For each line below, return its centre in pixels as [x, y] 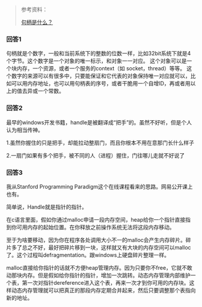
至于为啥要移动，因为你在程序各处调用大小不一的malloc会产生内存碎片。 [96, 240]
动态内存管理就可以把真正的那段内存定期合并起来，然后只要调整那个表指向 [103, 290]
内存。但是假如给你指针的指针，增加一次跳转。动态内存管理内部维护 [106, 275]
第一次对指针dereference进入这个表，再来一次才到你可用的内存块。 [106, 282]
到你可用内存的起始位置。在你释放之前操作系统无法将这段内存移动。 [90, 227]
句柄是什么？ [37, 22]
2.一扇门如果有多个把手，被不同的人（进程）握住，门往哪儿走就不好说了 [96, 155]
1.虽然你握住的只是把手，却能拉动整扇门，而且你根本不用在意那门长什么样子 [100, 142]
